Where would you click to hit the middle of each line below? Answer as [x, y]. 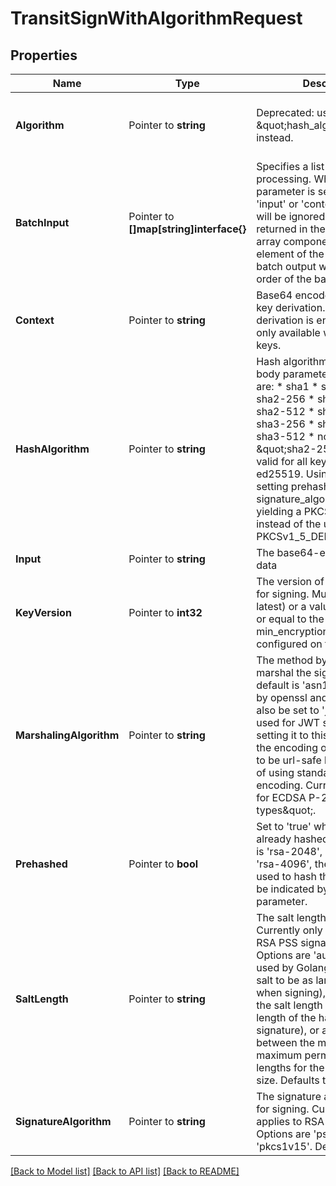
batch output [286, 266]
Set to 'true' [284, 826]
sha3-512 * [285, 436]
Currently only [289, 930]
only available [288, 332]
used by [275, 967]
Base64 [274, 295]
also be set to [288, 710]
